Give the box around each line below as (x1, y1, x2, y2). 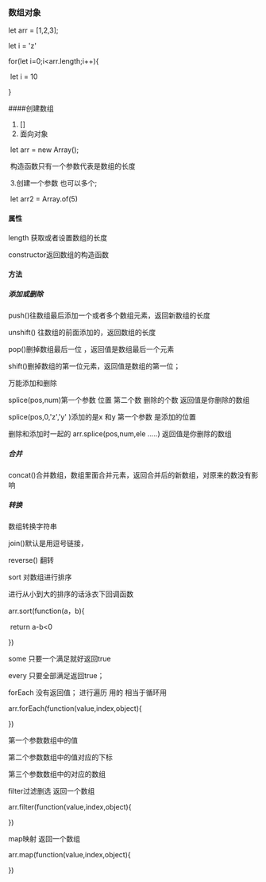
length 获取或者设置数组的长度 (8, 232, 108, 242)
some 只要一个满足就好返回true (8, 654, 111, 663)
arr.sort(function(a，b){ (8, 607, 85, 615)
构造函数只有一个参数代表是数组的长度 (10, 162, 136, 171)
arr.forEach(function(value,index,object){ (8, 704, 143, 713)
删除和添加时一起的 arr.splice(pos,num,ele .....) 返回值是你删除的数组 (8, 429, 232, 439)
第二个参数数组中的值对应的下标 (8, 752, 113, 762)
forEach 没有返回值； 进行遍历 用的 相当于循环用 (8, 688, 167, 697)
